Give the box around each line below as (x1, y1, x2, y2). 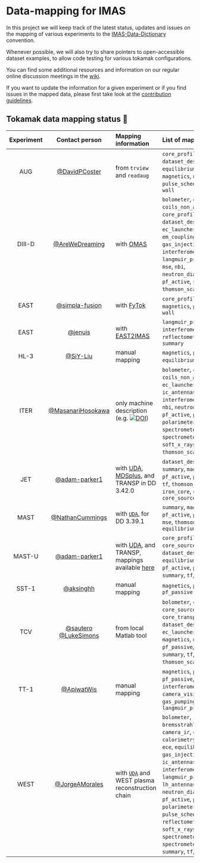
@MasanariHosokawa (48, 406, 110, 415)
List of (162, 136, 181, 144)
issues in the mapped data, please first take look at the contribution (6, 90, 171, 97)
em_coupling (162, 233, 196, 240)
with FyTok (115, 301, 146, 309)
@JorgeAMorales (54, 780, 104, 788)
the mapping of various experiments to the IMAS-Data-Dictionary (6, 30, 167, 37)
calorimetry (162, 736, 196, 743)
